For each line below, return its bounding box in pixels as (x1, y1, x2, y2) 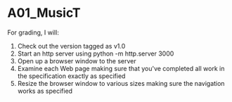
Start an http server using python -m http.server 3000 (17, 49, 174, 58)
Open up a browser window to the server (17, 56, 137, 65)
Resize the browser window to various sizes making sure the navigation (17, 79, 225, 87)
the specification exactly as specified (17, 72, 126, 80)
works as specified (17, 87, 72, 95)
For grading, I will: (7, 28, 60, 37)
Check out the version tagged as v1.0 (17, 42, 126, 50)
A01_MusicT (7, 5, 81, 21)
